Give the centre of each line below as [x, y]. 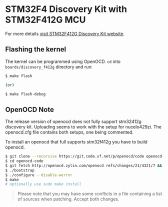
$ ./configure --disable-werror [39, 175]
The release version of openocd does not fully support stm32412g [73, 121]
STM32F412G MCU [45, 20]
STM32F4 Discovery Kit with [66, 9]
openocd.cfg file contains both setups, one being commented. [69, 132]
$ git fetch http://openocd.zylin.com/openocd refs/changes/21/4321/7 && [84, 165]
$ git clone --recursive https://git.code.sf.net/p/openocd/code [74, 156]
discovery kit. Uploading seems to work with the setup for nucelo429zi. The [83, 127]
